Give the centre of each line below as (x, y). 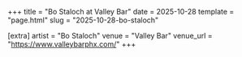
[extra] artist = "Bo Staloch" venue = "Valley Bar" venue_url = (110, 36)
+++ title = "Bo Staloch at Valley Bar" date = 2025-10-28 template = (121, 12)
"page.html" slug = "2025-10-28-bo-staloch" (83, 20)
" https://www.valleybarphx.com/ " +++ (72, 44)
